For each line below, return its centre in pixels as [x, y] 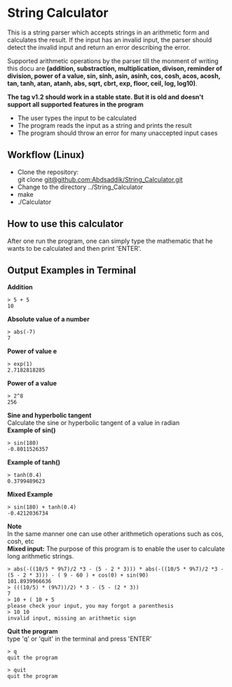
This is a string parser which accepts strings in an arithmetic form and [108, 32]
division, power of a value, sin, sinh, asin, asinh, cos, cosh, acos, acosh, [114, 76]
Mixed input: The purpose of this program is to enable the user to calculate [116, 549]
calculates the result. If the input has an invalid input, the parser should [110, 39]
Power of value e [32, 351]
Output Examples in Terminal [72, 270]
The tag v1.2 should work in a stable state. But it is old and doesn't [105, 97]
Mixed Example [30, 495]
